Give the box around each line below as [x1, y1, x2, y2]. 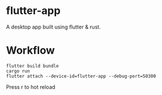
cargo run [6, 68, 31, 74]
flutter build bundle [6, 63, 59, 69]
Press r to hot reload [6, 83, 56, 90]
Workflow [6, 44, 55, 57]
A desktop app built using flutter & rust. [6, 23, 101, 30]
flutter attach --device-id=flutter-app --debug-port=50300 [6, 73, 157, 79]
